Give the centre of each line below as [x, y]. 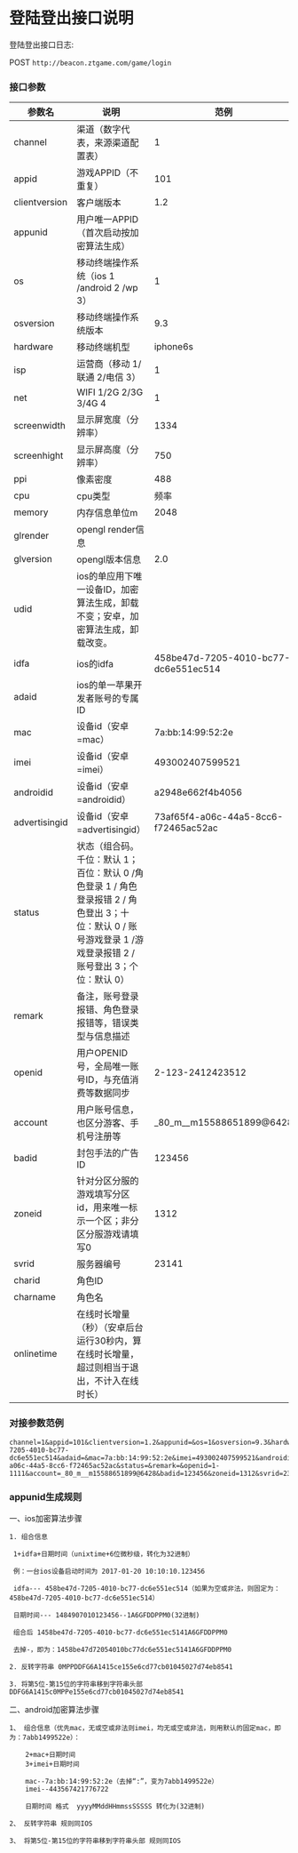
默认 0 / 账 [116, 926]
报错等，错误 [103, 1023]
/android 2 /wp [108, 288]
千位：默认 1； [108, 860]
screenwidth [40, 426]
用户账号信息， [108, 1110]
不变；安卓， [103, 616]
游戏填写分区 [103, 1194]
